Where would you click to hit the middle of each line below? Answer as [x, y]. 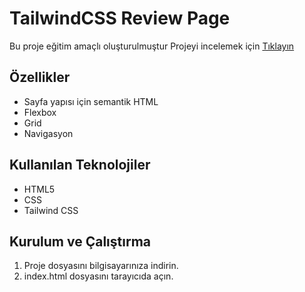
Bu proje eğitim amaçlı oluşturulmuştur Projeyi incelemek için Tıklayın [152, 46]
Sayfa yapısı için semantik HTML [91, 101]
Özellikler [40, 77]
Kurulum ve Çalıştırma [80, 241]
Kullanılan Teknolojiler [80, 165]
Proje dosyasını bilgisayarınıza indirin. [101, 266]
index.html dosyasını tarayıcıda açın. [98, 276]
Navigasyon [48, 133]
